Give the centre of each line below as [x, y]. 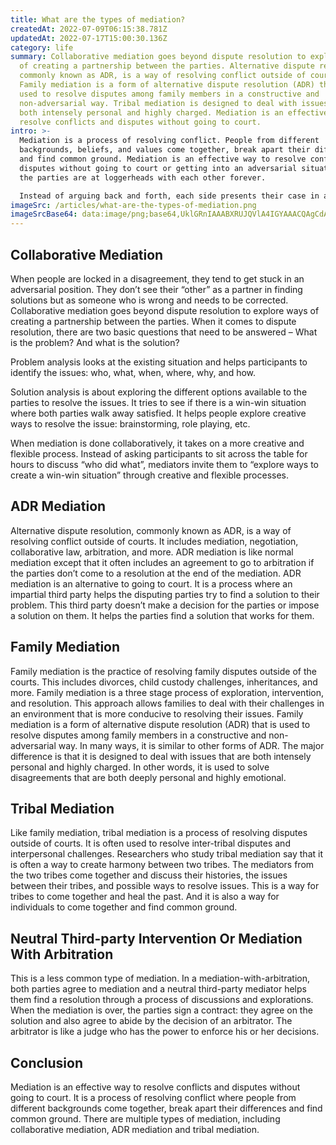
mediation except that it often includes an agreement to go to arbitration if [162, 562]
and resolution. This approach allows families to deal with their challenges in [167, 703]
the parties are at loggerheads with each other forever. [143, 177]
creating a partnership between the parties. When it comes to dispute [153, 321]
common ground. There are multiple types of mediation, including [145, 1119]
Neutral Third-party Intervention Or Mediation [156, 938]
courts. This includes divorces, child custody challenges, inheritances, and [164, 682]
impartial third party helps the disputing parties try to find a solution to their [165, 594]
